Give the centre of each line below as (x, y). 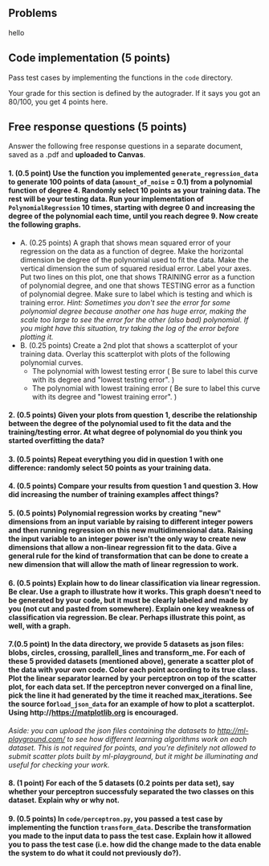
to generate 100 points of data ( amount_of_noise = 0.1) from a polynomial (130, 182)
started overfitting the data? (57, 441)
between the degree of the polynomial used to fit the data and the (120, 424)
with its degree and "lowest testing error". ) (103, 379)
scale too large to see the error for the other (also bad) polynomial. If (134, 319)
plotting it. (37, 337)
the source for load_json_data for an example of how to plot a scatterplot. (132, 704)
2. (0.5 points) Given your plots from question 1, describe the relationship (133, 415)
